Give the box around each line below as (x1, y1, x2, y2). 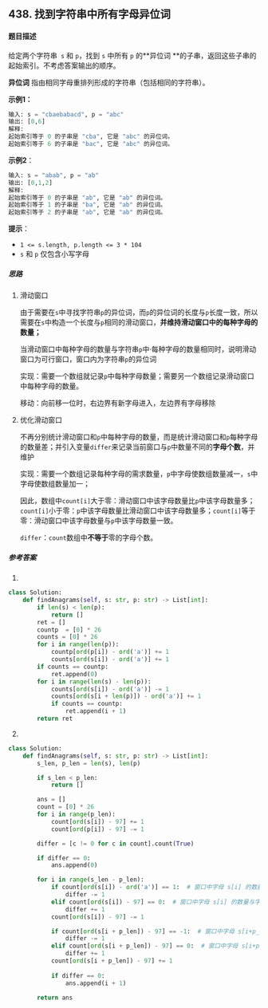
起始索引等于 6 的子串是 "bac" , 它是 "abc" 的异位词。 (8, 140, 174, 148)
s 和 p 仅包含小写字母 (19, 250, 89, 259)
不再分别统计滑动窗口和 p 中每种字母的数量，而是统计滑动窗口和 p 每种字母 (19, 432, 258, 442)
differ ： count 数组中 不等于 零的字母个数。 (19, 533, 158, 542)
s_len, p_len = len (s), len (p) (37, 759, 141, 767)
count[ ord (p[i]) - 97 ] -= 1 (50, 825, 145, 833)
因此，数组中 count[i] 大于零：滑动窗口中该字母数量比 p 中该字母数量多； (19, 496, 255, 506)
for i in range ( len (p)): (37, 640, 120, 648)
